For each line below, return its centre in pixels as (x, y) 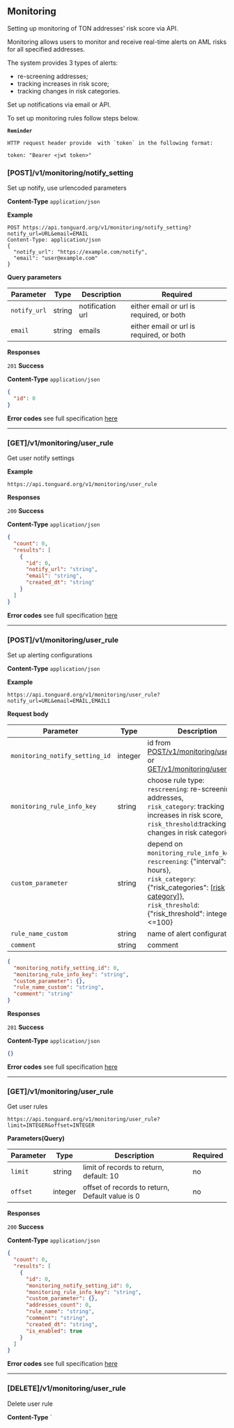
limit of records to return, (123, 1167)
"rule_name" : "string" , (60, 1312)
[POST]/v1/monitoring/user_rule (63, 639)
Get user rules (28, 1107)
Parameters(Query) (36, 1139)
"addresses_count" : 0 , (58, 1305)
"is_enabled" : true (54, 1331)
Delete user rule (30, 1404)
